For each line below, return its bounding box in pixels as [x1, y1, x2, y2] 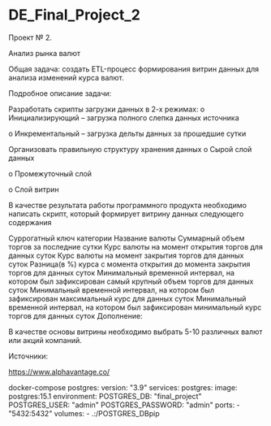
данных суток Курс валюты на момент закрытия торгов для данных [8, 250, 244, 260]
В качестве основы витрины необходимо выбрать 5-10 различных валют [8, 327, 263, 337]
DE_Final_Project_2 [8, 6, 140, 24]
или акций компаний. [8, 335, 83, 345]
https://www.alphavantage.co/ [8, 367, 110, 376]
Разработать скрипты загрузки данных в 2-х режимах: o [8, 104, 205, 114]
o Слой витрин [8, 185, 59, 194]
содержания [8, 217, 52, 227]
